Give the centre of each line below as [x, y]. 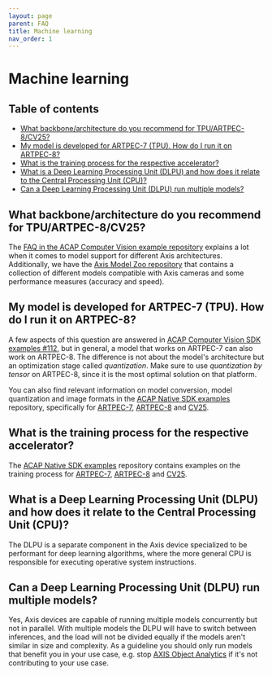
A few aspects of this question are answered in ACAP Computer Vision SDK [135, 340]
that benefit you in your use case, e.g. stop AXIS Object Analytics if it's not [133, 654]
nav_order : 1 [30, 39]
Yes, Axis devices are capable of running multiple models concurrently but [133, 620]
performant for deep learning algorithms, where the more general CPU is [130, 553]
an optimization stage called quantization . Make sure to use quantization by [135, 365]
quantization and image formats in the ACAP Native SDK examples [119, 398]
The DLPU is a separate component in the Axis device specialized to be [128, 544]
